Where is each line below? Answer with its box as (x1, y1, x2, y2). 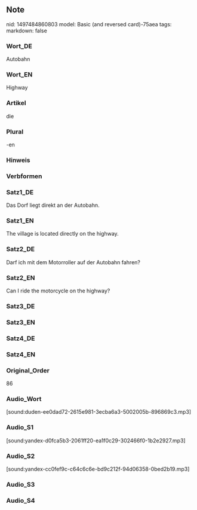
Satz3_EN (6, 318, 35, 326)
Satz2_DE (6, 245, 35, 254)
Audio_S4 (6, 496, 35, 505)
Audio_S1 (6, 423, 34, 432)
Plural (6, 127, 24, 136)
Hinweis (6, 155, 30, 164)
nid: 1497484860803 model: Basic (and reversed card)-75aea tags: (6, 20, 172, 28)
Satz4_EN (6, 350, 36, 358)
